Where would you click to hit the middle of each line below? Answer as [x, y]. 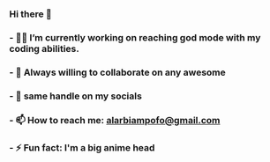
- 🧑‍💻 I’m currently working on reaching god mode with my [135, 37]
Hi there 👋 [31, 14]
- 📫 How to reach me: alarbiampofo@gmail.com [115, 120]
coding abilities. [44, 48]
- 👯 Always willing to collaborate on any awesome [118, 72]
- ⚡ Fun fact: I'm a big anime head [82, 147]
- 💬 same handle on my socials [76, 96]
